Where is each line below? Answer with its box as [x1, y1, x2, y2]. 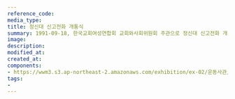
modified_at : [7, 49, 45, 56]
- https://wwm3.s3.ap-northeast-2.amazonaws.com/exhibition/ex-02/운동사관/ [7, 68, 231, 75]
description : [7, 43, 45, 49]
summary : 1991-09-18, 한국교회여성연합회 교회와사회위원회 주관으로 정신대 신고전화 [7, 29, 220, 37]
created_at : [7, 56, 42, 63]
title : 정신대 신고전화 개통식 [7, 23, 84, 30]
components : [7, 62, 42, 69]
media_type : [7, 17, 42, 24]
